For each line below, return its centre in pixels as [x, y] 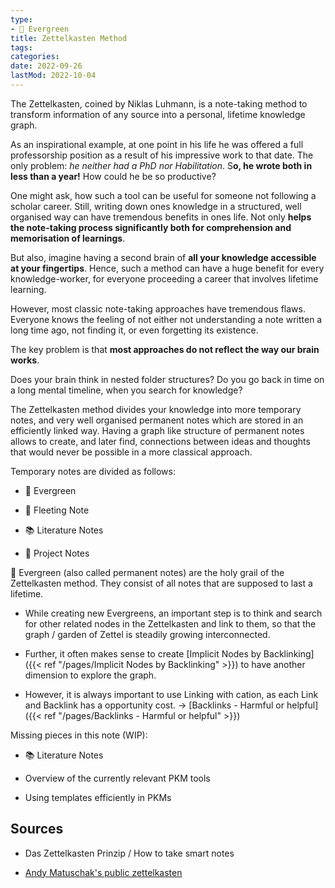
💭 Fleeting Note [57, 510]
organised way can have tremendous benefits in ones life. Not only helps [161, 217]
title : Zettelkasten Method [69, 38]
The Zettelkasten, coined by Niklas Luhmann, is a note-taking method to [159, 103]
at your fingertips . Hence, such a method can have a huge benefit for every [167, 268]
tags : [21, 47]
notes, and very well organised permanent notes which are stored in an [157, 420]
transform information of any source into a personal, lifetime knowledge [158, 114]
